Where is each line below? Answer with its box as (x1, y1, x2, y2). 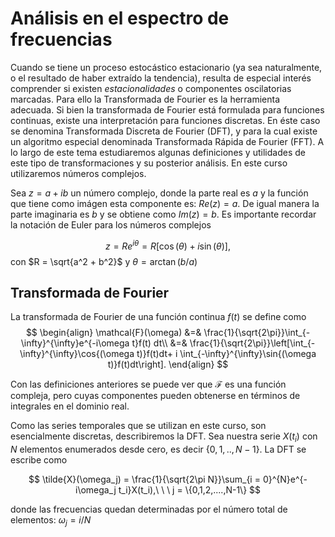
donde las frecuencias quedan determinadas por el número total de (10, 503, 288, 516)
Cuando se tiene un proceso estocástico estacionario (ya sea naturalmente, (10, 61, 323, 73)
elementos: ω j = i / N (10, 514, 92, 528)
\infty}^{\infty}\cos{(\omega (19, 348, 135, 360)
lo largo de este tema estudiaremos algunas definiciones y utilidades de (10, 146, 306, 158)
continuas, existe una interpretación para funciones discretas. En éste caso (10, 114, 321, 126)
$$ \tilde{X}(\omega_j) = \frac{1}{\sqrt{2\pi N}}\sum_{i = (28, 473, 261, 486)
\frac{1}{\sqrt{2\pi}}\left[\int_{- (189, 337, 316, 349)
